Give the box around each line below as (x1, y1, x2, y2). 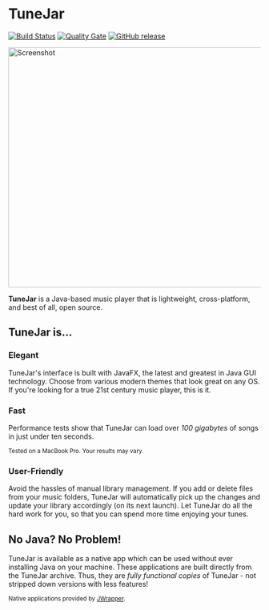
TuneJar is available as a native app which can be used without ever (8, 554, 234, 564)
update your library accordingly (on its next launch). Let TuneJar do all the (8, 501, 253, 511)
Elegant (8, 350, 39, 361)
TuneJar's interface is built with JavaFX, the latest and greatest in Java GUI (8, 367, 256, 377)
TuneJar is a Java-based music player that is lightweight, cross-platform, (8, 294, 251, 303)
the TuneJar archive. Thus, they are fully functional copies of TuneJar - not (8, 571, 256, 580)
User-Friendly (8, 465, 64, 476)
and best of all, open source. (8, 302, 103, 312)
